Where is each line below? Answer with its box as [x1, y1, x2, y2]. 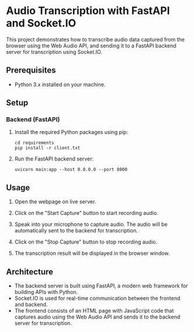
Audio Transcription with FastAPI [6, 4, 171, 18]
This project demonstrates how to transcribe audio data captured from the [6, 36, 185, 43]
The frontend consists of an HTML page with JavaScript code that [14, 307, 174, 314]
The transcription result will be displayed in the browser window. [14, 250, 170, 257]
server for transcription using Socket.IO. [6, 48, 102, 55]
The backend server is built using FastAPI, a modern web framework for [14, 282, 188, 289]
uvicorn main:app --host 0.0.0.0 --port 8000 [14, 167, 127, 173]
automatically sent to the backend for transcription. [14, 227, 138, 234]
